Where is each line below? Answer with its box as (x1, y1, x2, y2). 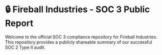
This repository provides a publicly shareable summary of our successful (5, 39, 153, 45)
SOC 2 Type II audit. (5, 44, 46, 50)
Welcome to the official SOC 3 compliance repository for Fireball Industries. (5, 34, 158, 40)
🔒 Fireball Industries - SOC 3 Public (5, 4, 150, 15)
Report (5, 18, 33, 29)
